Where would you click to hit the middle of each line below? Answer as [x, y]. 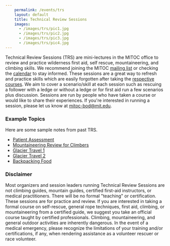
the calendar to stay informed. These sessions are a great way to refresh [81, 73]
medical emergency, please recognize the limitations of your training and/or [84, 228]
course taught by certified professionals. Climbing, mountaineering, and [80, 218]
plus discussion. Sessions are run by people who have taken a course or [81, 95]
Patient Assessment [33, 140]
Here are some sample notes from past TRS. [51, 130]
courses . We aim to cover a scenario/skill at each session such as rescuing [83, 84]
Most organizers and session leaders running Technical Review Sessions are [85, 185]
